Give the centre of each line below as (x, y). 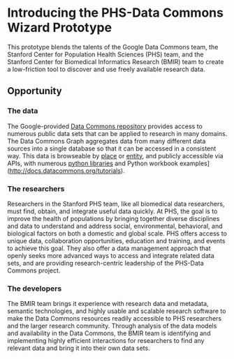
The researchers (36, 188)
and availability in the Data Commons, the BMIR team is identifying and (109, 333)
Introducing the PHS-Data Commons (115, 13)
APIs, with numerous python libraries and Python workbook (93, 163)
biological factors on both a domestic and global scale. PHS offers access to (117, 233)
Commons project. (34, 270)
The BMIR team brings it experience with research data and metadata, (108, 304)
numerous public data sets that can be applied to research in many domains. (117, 133)
